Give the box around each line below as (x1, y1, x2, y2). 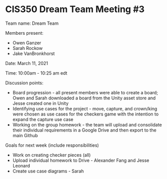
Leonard (12, 162, 30, 168)
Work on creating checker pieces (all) (12, 152, 91, 158)
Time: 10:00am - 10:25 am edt (5, 70, 68, 76)
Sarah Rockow (12, 45, 43, 51)
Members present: (5, 30, 44, 36)
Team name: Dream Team (5, 20, 59, 26)
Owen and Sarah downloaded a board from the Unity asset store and (12, 95, 156, 101)
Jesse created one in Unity (12, 100, 69, 106)
